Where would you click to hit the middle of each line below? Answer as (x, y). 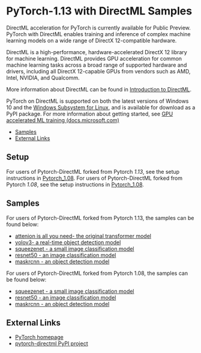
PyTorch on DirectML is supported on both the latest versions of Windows (97, 101)
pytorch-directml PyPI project (51, 343)
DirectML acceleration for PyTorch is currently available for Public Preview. (98, 28)
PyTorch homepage (39, 337)
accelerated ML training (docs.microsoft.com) (63, 120)
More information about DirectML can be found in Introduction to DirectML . (99, 89)
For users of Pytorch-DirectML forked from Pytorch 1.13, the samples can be (100, 218)
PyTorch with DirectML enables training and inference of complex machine (98, 34)
